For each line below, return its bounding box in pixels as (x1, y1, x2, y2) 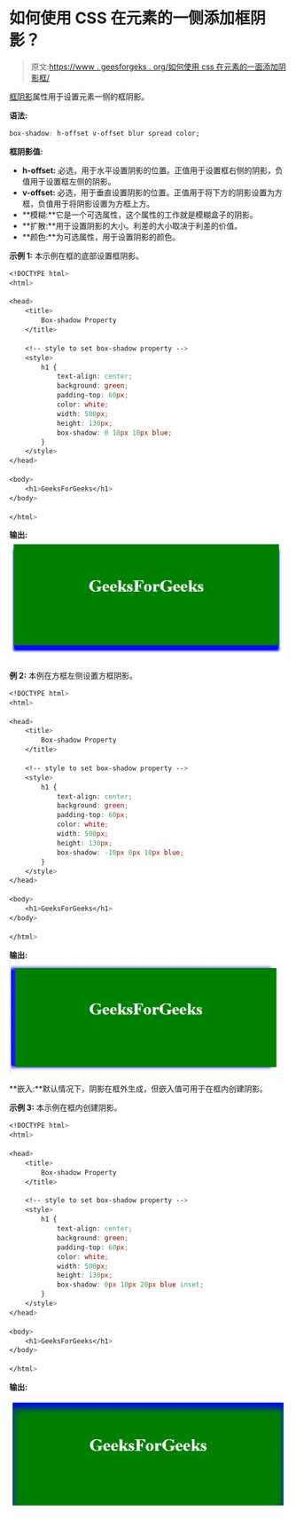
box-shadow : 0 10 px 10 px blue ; (56, 428, 173, 437)
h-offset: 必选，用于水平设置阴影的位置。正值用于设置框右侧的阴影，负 (21, 165, 284, 176)
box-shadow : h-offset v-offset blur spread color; (9, 129, 200, 138)
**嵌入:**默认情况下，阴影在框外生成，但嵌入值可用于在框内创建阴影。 (9, 1083, 269, 1094)
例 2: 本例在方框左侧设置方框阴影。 (9, 670, 137, 681)
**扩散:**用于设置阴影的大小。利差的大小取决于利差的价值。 (21, 220, 242, 231)
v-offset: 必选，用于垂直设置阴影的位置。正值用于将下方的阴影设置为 (21, 187, 276, 198)
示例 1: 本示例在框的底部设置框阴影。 (9, 250, 144, 261)
